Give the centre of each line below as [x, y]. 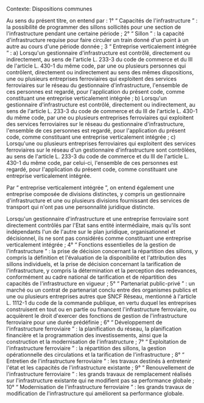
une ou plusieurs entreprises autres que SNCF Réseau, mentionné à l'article [101, 296]
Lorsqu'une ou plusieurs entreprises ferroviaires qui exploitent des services [101, 143]
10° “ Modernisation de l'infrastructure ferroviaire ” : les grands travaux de [99, 387]
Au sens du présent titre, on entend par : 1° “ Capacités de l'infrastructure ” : [102, 20]
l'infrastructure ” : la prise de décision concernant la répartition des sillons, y [102, 251]
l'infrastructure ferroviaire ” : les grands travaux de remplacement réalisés [99, 374]
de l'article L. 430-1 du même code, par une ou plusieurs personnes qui [96, 66]
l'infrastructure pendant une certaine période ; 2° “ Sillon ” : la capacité [95, 33]
